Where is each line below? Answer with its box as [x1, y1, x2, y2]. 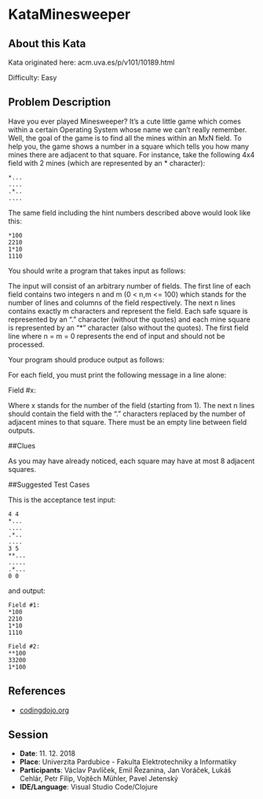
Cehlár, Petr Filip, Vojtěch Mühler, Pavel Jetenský [19, 774, 179, 783]
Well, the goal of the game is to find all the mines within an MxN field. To [8, 133, 242, 142]
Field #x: [8, 385, 37, 395]
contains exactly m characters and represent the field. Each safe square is [8, 306, 249, 315]
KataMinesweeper [8, 6, 131, 24]
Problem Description [8, 96, 111, 109]
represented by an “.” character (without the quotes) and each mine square [8, 315, 251, 324]
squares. [8, 464, 37, 473]
